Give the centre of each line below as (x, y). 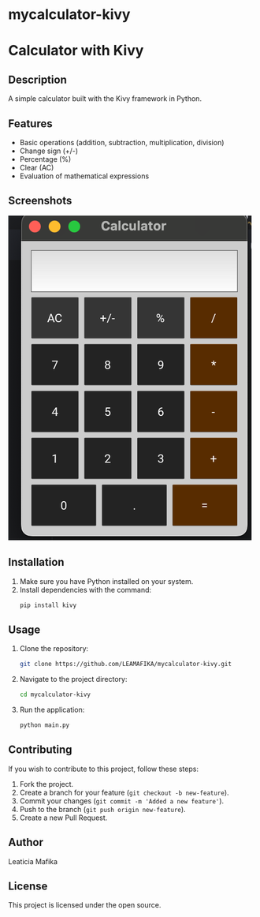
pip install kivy (48, 605)
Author (26, 842)
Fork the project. (46, 784)
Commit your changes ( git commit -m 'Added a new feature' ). (122, 801)
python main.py (45, 725)
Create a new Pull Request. (63, 818)
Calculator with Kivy (76, 51)
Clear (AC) (37, 168)
